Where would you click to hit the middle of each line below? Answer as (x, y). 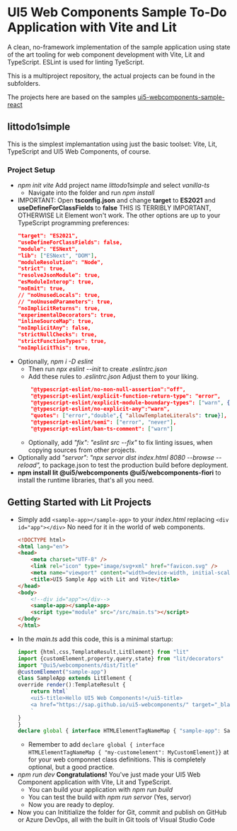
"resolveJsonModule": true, (59, 276)
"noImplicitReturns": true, (59, 308)
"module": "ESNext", (48, 249)
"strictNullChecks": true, (57, 335)
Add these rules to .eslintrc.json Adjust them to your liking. (113, 376)
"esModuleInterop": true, (56, 282)
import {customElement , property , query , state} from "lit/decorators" (121, 658)
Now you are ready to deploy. (71, 805)
